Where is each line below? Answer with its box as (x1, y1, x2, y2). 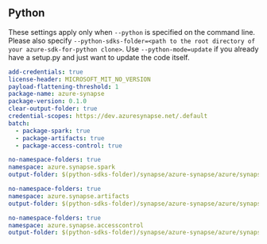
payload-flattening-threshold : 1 (8, 82, 119, 90)
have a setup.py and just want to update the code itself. (8, 52, 190, 62)
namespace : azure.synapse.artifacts (8, 192, 130, 200)
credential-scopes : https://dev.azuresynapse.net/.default (8, 112, 208, 120)
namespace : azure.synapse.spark (8, 163, 115, 171)
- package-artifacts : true (15, 134, 105, 142)
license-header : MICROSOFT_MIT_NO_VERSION (8, 75, 151, 83)
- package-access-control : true (15, 142, 123, 150)
